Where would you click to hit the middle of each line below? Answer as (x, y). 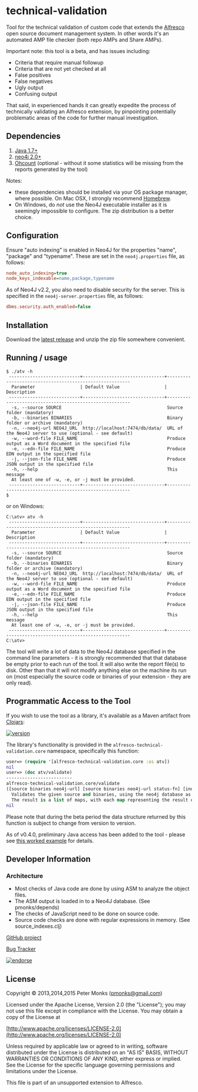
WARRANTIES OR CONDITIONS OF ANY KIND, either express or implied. (94, 1059)
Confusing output (36, 94)
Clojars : (15, 722)
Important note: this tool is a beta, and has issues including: (78, 51)
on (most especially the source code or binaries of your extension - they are (98, 676)
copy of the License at (33, 1017)
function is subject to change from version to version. (71, 823)
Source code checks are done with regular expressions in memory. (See (102, 920)
